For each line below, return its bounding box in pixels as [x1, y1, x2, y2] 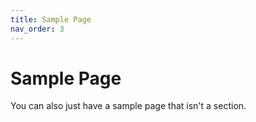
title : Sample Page [10, 14, 92, 25]
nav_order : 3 [10, 24, 65, 34]
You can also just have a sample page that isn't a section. [10, 100, 247, 112]
